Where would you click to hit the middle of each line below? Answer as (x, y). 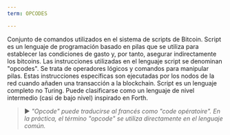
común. (35, 125)
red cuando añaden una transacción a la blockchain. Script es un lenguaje (112, 83)
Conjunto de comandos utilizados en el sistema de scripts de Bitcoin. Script (114, 39)
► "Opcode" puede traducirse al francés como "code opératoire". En (122, 111)
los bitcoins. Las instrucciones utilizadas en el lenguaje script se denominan (115, 61)
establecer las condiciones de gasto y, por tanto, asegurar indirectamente (112, 54)
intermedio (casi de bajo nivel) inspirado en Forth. (77, 98)
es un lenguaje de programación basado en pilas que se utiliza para (103, 46)
